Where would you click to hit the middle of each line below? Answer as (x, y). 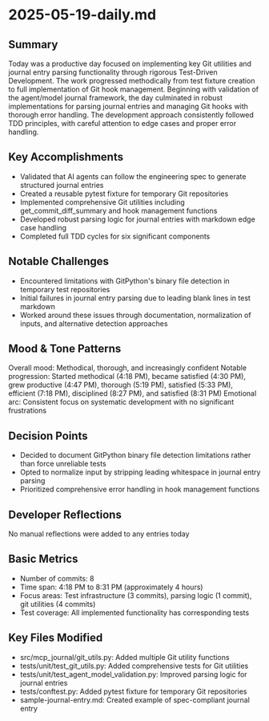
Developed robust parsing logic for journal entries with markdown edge (138, 219)
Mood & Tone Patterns (65, 349)
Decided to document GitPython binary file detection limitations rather (135, 455)
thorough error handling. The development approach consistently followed (131, 115)
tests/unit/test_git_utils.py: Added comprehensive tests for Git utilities (134, 666)
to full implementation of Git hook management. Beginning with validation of (134, 89)
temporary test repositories (65, 289)
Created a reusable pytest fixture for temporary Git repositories (124, 193)
